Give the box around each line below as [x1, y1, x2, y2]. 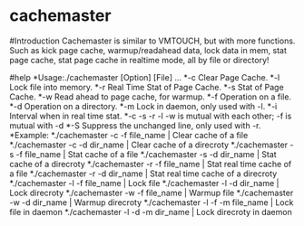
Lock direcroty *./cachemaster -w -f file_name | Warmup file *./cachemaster [9, 187, 294, 198]
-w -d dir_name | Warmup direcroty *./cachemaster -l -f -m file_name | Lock [9, 196, 294, 208]
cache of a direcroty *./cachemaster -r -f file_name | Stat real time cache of [9, 158, 292, 169]
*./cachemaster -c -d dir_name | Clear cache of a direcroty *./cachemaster [9, 139, 289, 150]
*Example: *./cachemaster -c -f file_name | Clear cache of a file [9, 129, 249, 140]
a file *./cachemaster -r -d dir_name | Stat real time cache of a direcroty [9, 168, 278, 179]
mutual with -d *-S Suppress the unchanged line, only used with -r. [9, 119, 261, 131]
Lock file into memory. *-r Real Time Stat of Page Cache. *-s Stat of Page [9, 81, 284, 92]
